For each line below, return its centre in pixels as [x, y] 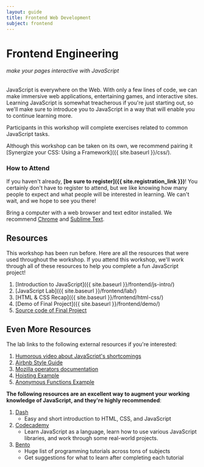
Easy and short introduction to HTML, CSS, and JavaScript [98, 418]
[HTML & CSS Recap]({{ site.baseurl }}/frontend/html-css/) [89, 297]
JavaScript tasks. [28, 134]
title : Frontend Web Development [49, 18]
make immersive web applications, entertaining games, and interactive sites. [102, 96]
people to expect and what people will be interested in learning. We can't [98, 194]
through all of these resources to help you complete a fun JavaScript [93, 266]
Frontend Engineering [62, 53]
